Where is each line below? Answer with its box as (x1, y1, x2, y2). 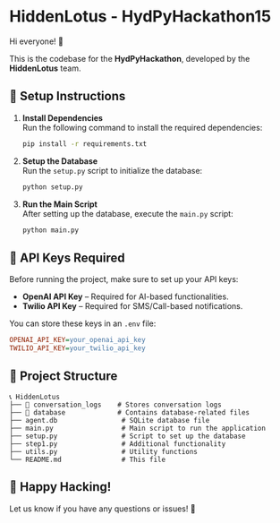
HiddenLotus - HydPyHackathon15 (9, 6, 271, 27)
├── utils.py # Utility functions (9, 447, 199, 456)
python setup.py (21, 182, 83, 192)
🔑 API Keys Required (9, 250, 125, 265)
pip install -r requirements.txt (21, 139, 148, 149)
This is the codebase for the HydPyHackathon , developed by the (9, 53, 250, 64)
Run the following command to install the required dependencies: (21, 122, 263, 133)
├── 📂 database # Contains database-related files (9, 407, 250, 417)
